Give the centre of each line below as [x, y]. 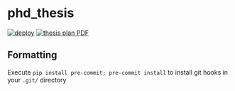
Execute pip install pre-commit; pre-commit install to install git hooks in [118, 72]
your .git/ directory [37, 80]
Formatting [32, 55]
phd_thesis [41, 13]
